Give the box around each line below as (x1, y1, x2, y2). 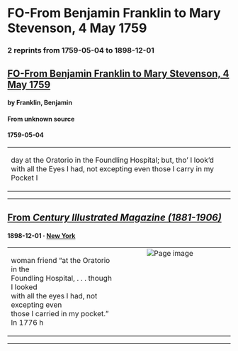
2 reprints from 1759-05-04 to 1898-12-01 (7, 45, 154, 55)
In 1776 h (11, 318, 44, 328)
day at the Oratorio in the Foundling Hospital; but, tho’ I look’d (11, 155, 215, 165)
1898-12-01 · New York (7, 231, 76, 239)
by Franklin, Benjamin (7, 98, 73, 107)
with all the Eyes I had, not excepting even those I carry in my (11, 163, 215, 173)
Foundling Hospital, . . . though (11, 274, 112, 283)
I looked (11, 282, 38, 292)
